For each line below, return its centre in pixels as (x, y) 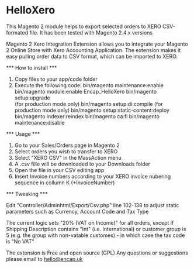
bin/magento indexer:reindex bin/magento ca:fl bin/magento (87, 116)
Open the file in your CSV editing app (59, 170)
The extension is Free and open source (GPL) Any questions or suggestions (97, 253)
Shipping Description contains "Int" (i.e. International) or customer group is (96, 229)
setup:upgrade (32, 98)
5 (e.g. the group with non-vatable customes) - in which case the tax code (96, 235)
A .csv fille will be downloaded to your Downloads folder (82, 164)
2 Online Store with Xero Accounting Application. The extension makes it (93, 50)
